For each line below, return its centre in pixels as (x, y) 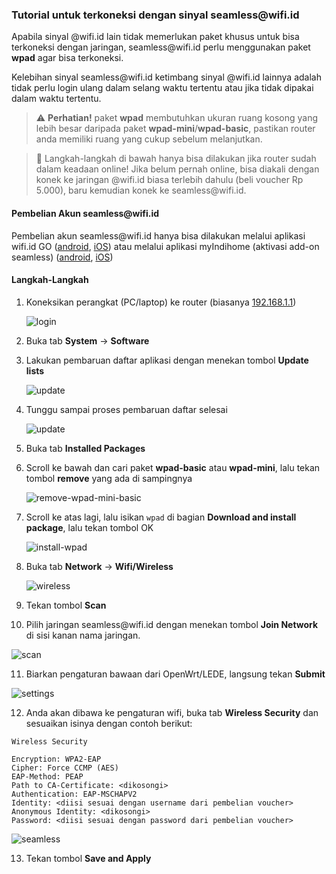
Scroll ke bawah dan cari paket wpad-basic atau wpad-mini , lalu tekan (173, 467)
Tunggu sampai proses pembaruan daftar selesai (126, 409)
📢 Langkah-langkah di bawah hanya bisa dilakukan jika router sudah (176, 159)
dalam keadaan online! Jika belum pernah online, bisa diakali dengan (177, 169)
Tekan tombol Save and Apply (88, 858)
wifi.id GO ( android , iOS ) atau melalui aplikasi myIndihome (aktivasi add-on (165, 246)
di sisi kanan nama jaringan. (83, 635)
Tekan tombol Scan (66, 605)
